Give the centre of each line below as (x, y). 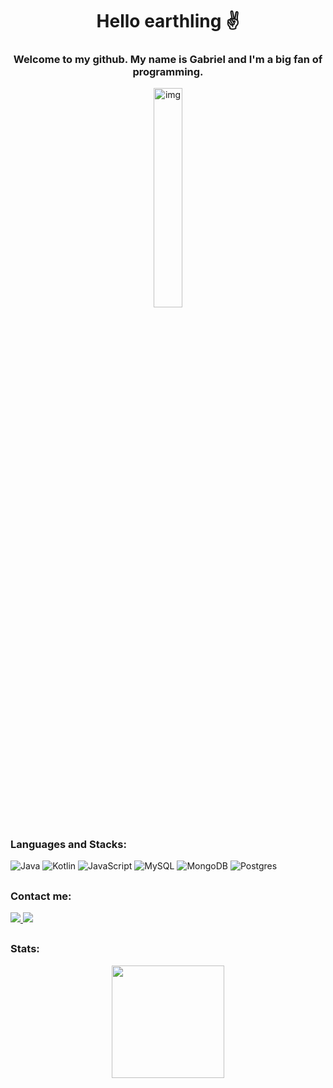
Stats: (25, 949)
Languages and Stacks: (68, 844)
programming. (168, 72)
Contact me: (41, 896)
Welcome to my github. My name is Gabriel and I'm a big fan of (168, 60)
